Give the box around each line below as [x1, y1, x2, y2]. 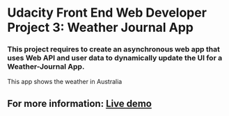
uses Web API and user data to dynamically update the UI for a [7, 53, 223, 63]
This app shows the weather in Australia [7, 78, 123, 86]
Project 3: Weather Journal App [7, 19, 194, 35]
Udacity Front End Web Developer [7, 5, 207, 21]
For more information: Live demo [7, 97, 152, 109]
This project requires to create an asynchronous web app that [7, 44, 221, 54]
